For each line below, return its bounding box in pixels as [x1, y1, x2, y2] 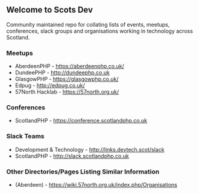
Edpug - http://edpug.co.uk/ [14, 82, 86, 89]
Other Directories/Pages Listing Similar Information [6, 167, 160, 176]
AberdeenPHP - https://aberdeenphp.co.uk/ [14, 63, 125, 70]
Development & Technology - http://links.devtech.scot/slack [14, 146, 165, 153]
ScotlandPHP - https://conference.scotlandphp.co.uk [14, 117, 148, 124]
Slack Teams [6, 132, 45, 141]
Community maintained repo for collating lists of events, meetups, [6, 21, 170, 28]
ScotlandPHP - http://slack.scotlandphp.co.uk [14, 152, 130, 160]
